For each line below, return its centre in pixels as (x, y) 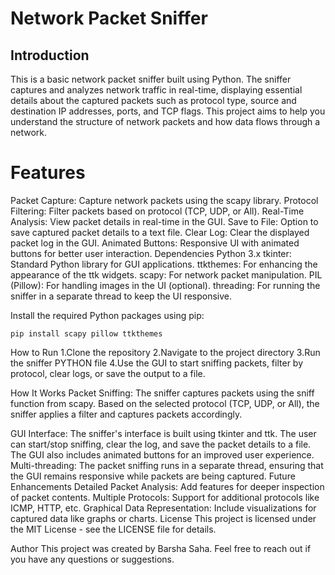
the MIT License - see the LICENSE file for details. (113, 529)
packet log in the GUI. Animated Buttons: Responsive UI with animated (155, 243)
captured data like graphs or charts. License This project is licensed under (163, 518)
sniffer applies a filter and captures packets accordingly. (126, 414)
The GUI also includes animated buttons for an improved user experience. (162, 454)
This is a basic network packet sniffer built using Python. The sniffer (151, 79)
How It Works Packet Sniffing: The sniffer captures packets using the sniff (162, 393)
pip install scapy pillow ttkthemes (86, 333)
